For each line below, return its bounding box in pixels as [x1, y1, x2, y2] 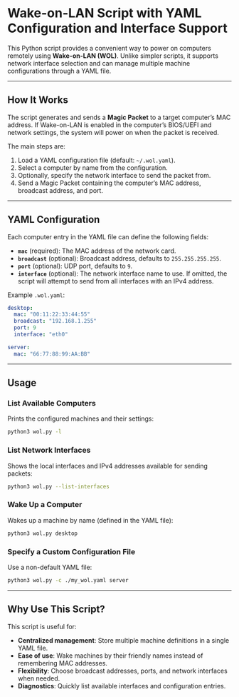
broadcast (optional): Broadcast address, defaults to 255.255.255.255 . [17, 254, 222, 262]
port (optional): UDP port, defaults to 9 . [17, 261, 133, 270]
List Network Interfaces [7, 445, 91, 455]
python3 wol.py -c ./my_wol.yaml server [7, 576, 129, 583]
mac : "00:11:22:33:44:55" [14, 311, 91, 319]
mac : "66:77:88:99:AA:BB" [14, 350, 91, 358]
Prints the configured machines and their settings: [7, 414, 154, 423]
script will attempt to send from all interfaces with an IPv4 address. [17, 276, 214, 285]
